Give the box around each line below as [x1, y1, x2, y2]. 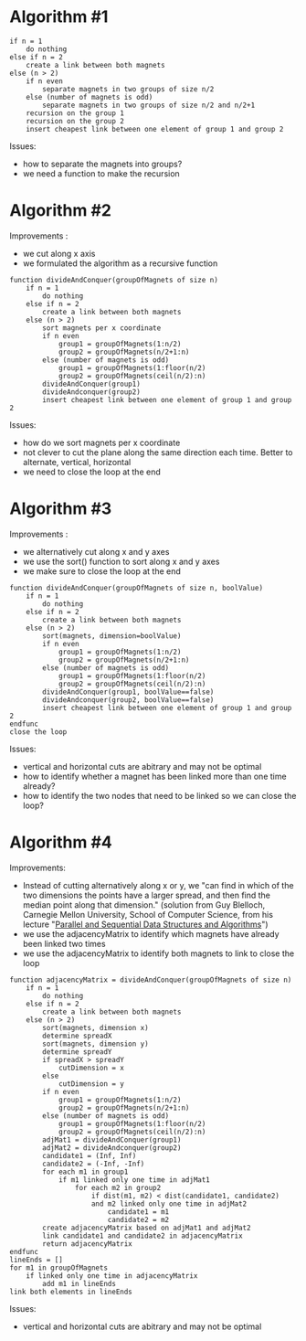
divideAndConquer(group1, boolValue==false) [42, 687, 215, 697]
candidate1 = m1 [107, 1207, 170, 1217]
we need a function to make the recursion [22, 167, 180, 179]
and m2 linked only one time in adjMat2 [90, 1199, 248, 1208]
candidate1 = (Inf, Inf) [42, 1151, 137, 1160]
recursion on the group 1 [26, 108, 125, 118]
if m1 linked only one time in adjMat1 [58, 1175, 210, 1185]
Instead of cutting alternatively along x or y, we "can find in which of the [22, 879, 294, 890]
